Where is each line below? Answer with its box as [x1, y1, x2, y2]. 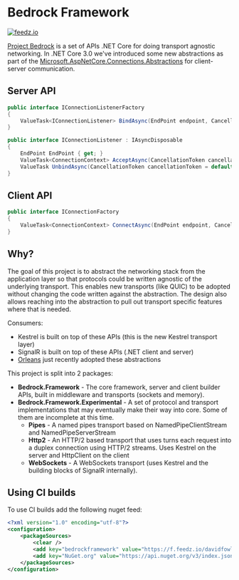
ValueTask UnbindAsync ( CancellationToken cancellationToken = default [20, 163, 234, 170]
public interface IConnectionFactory [7, 208, 119, 216]
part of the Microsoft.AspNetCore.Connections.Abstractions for [7, 56, 193, 65]
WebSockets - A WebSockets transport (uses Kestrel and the [28, 458, 208, 467]
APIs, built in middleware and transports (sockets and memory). [17, 390, 205, 399]
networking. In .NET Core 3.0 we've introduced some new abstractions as [7, 49, 224, 58]
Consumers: [7, 319, 43, 327]
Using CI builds [7, 487, 76, 499]
